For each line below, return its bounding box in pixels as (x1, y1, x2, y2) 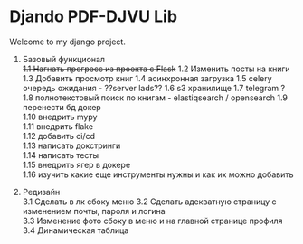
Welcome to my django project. (9, 36, 127, 47)
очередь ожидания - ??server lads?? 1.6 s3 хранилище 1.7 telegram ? (22, 82, 286, 93)
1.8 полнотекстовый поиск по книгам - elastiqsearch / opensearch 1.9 (22, 92, 288, 103)
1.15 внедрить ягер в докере (22, 159, 131, 170)
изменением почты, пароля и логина (22, 205, 166, 216)
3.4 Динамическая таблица (22, 224, 129, 236)
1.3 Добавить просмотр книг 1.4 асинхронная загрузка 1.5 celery (22, 72, 273, 83)
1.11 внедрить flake (22, 120, 93, 132)
